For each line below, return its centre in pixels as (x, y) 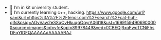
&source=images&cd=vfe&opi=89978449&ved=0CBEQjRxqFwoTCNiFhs (82, 28)
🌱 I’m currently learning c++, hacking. (47, 12)
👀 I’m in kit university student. (39, 7)
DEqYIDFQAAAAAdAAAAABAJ (41, 33)
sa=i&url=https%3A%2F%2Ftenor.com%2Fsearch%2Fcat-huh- (73, 17)
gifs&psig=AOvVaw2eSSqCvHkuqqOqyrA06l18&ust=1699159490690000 (83, 22)
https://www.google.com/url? (116, 12)
